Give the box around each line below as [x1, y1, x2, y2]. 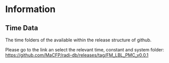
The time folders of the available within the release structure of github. [5, 37, 152, 43]
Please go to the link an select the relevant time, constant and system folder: [5, 47, 164, 52]
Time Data [5, 24, 38, 32]
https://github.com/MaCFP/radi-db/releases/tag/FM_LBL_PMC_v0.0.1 [5, 52, 149, 58]
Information [5, 4, 55, 15]
